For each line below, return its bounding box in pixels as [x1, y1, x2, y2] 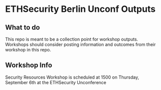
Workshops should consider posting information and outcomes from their [5, 42, 156, 47]
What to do [5, 23, 40, 32]
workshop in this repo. [5, 47, 51, 52]
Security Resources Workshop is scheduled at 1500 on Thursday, [5, 74, 140, 80]
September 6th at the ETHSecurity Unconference [5, 79, 106, 85]
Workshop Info [5, 61, 52, 70]
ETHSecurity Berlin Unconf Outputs [5, 3, 156, 15]
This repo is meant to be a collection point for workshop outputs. [5, 36, 139, 42]
